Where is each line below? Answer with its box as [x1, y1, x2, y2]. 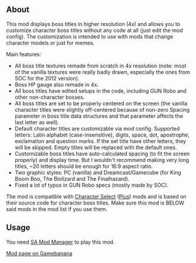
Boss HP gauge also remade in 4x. [14, 81, 99, 88]
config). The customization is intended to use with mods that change [6, 33, 174, 40]
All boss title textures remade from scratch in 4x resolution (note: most [14, 62, 187, 69]
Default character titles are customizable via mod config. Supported [14, 125, 180, 132]
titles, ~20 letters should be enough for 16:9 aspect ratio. [14, 163, 153, 170]
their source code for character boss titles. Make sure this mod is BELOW [6, 199, 185, 206]
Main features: [6, 50, 41, 58]
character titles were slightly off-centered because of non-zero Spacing [14, 106, 190, 113]
